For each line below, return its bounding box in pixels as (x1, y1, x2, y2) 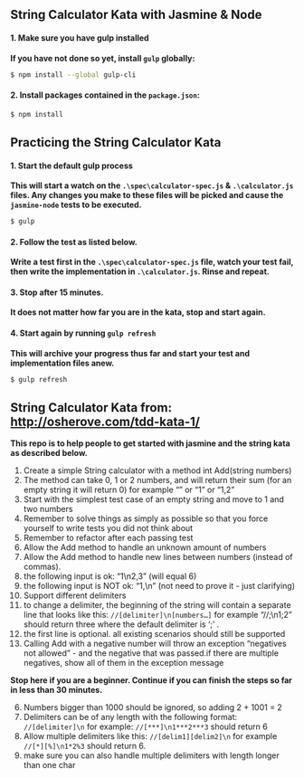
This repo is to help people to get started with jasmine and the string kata (10, 438, 290, 449)
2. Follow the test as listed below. (10, 236, 138, 247)
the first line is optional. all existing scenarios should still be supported (23, 629, 286, 640)
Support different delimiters (23, 590, 127, 601)
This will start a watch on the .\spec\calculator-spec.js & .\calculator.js (10, 180, 294, 191)
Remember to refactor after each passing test (23, 533, 194, 544)
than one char (23, 760, 76, 771)
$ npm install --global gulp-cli (10, 70, 137, 80)
